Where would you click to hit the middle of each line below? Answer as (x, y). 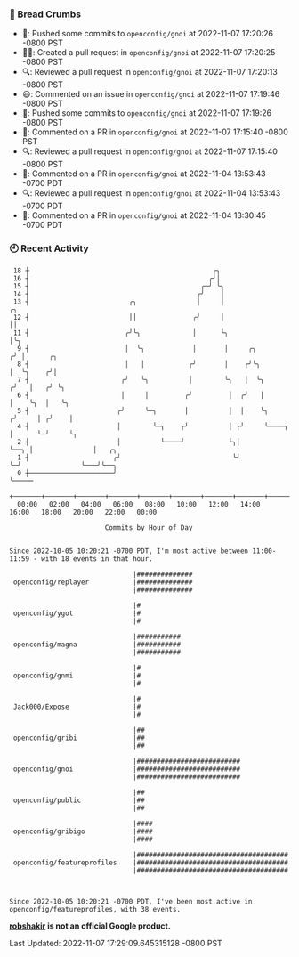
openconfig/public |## (79, 800)
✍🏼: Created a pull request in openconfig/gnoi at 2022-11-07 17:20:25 (149, 53)
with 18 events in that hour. (97, 559)
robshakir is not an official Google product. (90, 926)
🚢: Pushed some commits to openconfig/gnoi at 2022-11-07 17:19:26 (147, 113)
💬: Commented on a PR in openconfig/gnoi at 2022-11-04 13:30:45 (144, 215)
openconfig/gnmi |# (77, 676)
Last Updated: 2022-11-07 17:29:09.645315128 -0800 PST (116, 943)
